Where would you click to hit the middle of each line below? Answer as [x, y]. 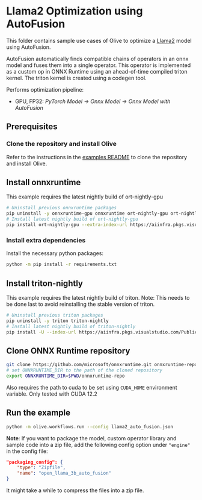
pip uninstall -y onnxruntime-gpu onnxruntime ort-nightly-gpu [87, 214]
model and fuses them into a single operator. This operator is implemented [99, 65]
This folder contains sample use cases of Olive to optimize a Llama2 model [99, 40]
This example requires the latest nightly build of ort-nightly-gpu [85, 197]
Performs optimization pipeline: [45, 89]
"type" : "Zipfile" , [41, 468]
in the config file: [27, 451]
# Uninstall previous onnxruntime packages [62, 208]
